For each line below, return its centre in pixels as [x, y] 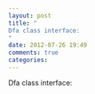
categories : [28, 61]
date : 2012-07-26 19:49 [48, 45]
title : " [23, 23]
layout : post [30, 16]
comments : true [34, 53]
